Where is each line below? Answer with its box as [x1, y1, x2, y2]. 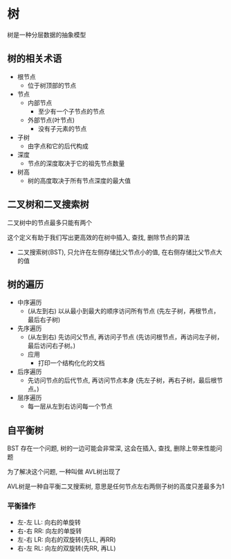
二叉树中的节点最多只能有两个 [7, 218, 92, 227]
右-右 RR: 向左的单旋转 [17, 527, 82, 535]
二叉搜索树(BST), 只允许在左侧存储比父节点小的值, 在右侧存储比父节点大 [17, 247, 223, 256]
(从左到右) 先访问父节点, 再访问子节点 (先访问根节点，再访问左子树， [27, 333, 223, 341]
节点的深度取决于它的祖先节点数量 [27, 159, 125, 167]
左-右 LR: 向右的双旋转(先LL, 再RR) [17, 535, 116, 544]
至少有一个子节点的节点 [37, 107, 105, 115]
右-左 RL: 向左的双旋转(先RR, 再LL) [17, 544, 116, 553]
